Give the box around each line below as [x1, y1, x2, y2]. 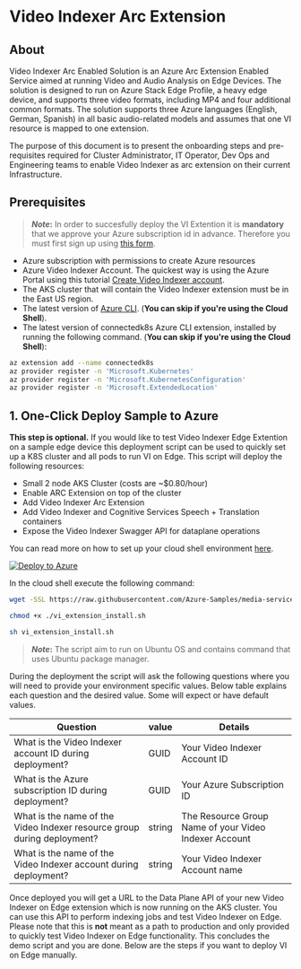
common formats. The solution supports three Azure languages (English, [9, 104, 278, 114]
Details [219, 720, 250, 733]
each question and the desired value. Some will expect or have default [9, 689, 269, 701]
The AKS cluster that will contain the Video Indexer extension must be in [21, 284, 289, 294]
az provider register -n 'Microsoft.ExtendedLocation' [9, 383, 219, 392]
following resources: [9, 460, 85, 472]
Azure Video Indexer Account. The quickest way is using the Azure [21, 265, 270, 275]
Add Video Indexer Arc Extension [21, 497, 145, 508]
